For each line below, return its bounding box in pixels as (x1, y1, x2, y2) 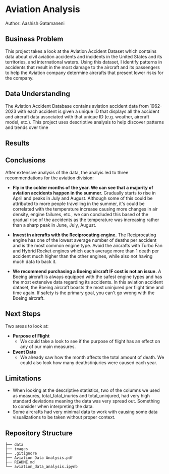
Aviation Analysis (5, 4, 80, 15)
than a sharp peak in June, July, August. (12, 222, 97, 228)
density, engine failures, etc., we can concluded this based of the (12, 211, 149, 217)
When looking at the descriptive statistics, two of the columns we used (12, 387, 160, 393)
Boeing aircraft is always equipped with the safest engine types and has (12, 274, 162, 280)
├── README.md (5, 460, 35, 465)
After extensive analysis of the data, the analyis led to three (5, 169, 129, 175)
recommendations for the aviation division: (5, 175, 94, 181)
